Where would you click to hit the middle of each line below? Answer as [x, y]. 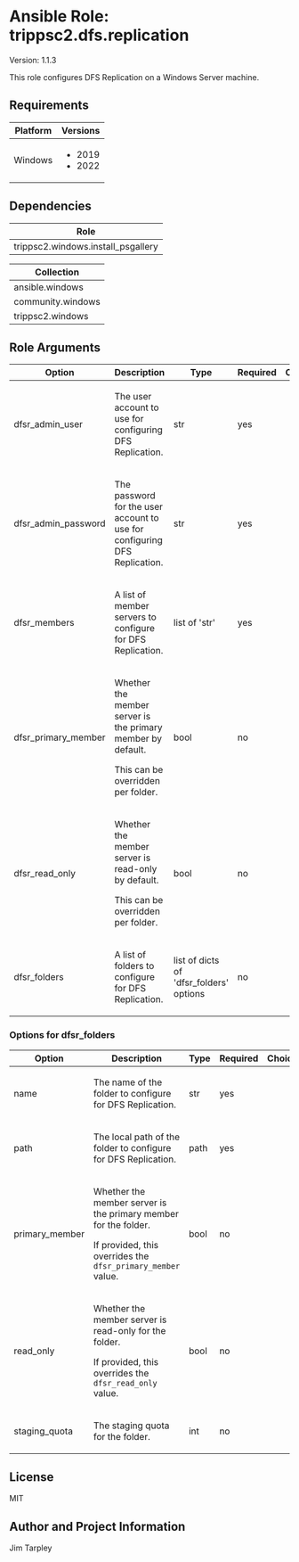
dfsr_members [44, 623]
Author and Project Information [97, 1526]
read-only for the [129, 1330]
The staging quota [131, 1426]
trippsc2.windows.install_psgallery [86, 246]
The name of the [128, 1082]
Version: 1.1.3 [33, 60]
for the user [138, 507]
